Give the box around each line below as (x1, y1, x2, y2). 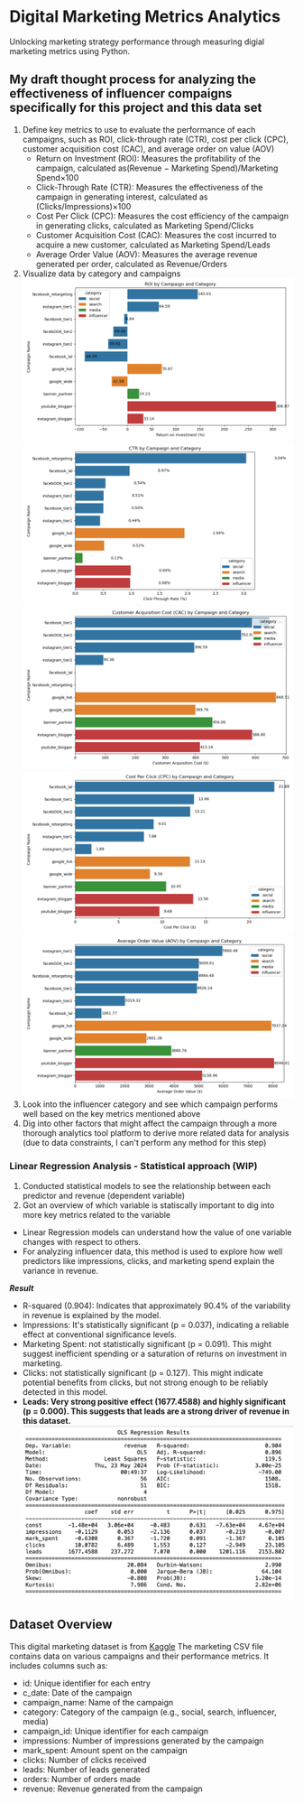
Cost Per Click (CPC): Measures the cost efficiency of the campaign (35, 210, 289, 221)
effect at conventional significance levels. (22, 1329, 178, 1340)
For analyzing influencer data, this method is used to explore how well (22, 1246, 283, 1257)
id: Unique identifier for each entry (22, 1678, 151, 1688)
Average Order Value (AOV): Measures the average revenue (35, 248, 258, 259)
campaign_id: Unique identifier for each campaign (22, 1725, 209, 1736)
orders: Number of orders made (22, 1773, 142, 1784)
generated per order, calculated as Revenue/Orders (35, 258, 228, 269)
